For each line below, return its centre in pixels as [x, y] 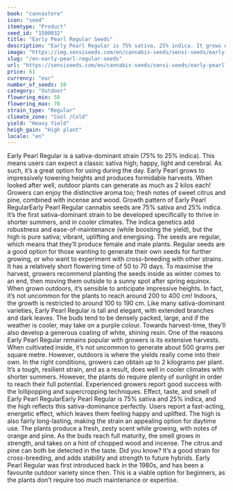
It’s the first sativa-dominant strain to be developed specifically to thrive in [113, 215]
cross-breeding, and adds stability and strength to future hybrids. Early [109, 458]
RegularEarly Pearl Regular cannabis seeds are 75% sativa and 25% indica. [115, 207]
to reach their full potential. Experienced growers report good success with [114, 384]
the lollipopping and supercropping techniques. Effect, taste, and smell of [112, 392]
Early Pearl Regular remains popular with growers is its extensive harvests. [114, 340]
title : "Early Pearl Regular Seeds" [60, 40]
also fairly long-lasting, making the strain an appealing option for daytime [112, 421]
